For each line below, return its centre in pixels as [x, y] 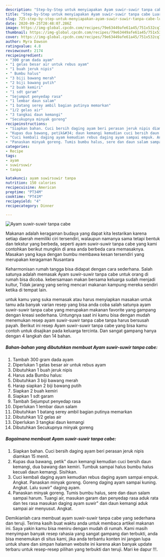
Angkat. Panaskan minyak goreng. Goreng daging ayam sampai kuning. [85, 482]
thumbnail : [17, 32]
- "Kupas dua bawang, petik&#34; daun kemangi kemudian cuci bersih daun [82, 133]
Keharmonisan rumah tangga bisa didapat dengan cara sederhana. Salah [79, 269]
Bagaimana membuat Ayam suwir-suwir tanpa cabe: [61, 439]
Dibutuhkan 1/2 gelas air [37, 417]
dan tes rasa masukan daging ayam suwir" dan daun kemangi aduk [80, 503]
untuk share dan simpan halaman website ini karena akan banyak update [79, 544]
